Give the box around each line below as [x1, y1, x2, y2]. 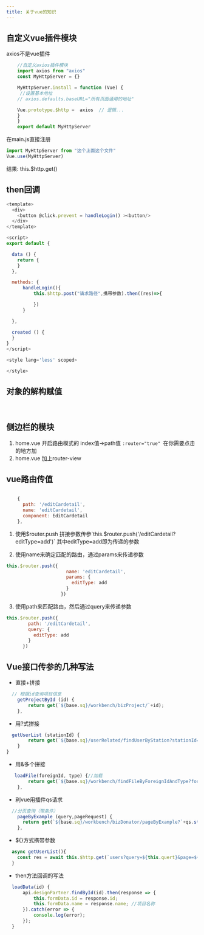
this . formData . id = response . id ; [33, 895, 118, 902]
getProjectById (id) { [17, 697, 75, 703]
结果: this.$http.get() [6, 165, 58, 172]
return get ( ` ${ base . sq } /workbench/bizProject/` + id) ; [28, 702, 165, 708]
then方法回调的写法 [15, 872, 64, 879]
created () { [12, 329, 45, 335]
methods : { [12, 279, 39, 286]
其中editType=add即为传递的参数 [56, 537, 140, 545]
